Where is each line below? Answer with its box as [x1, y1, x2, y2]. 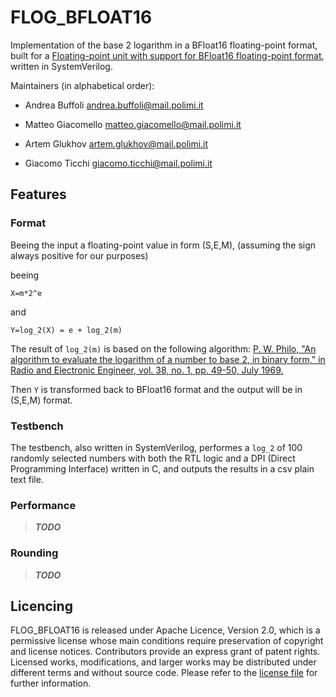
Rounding [10, 546, 59, 560]
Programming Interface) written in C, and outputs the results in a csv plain [10, 462, 315, 475]
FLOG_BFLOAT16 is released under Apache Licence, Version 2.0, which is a [10, 624, 321, 636]
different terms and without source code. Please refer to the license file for [10, 667, 318, 679]
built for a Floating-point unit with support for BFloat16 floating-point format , [10, 49, 325, 61]
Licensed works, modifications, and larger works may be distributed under [10, 656, 317, 668]
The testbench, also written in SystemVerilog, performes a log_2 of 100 [10, 441, 303, 453]
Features [10, 186, 67, 203]
